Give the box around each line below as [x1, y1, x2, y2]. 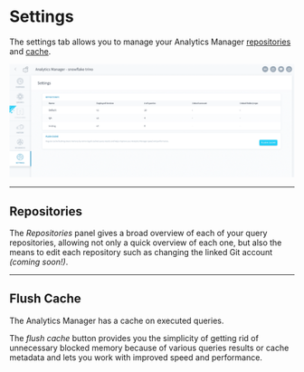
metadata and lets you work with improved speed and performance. [9, 351, 262, 363]
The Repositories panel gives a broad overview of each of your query [9, 228, 268, 239]
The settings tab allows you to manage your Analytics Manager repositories [9, 36, 291, 47]
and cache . [9, 45, 52, 56]
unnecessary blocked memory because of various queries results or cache [9, 342, 290, 353]
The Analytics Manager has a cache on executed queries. [9, 315, 224, 326]
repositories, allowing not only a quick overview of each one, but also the [9, 237, 282, 248]
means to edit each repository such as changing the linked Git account [9, 247, 273, 258]
